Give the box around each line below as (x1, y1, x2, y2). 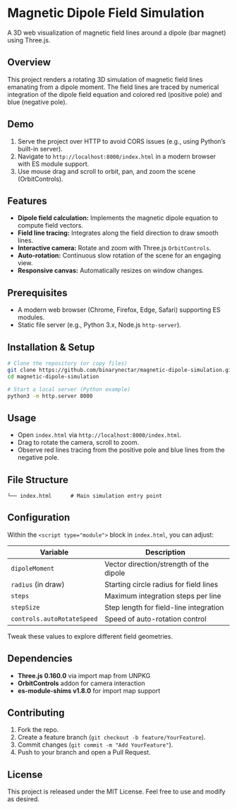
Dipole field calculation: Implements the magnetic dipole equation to (17, 214, 219, 222)
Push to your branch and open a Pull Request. (17, 748, 151, 757)
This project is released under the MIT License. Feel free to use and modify (7, 787, 226, 796)
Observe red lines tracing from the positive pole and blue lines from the (17, 446, 225, 454)
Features (7, 194, 47, 206)
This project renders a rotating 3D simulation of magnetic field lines (7, 75, 203, 83)
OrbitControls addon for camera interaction (17, 679, 146, 687)
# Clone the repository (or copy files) (7, 360, 128, 367)
